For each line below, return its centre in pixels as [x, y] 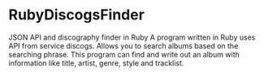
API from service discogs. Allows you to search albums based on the [123, 45]
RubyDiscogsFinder [76, 15]
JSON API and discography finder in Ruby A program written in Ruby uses [132, 37]
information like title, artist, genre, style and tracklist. [96, 63]
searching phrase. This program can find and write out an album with [124, 54]
